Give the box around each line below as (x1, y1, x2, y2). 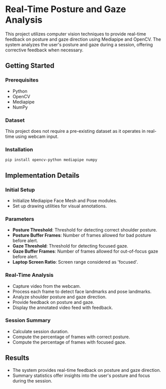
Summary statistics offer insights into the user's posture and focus (12, 372, 150, 378)
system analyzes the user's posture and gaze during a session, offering (5, 41, 153, 47)
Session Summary (5, 317, 51, 324)
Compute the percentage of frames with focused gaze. (12, 339, 126, 345)
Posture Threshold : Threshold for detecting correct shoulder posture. (12, 227, 157, 233)
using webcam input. (15, 133, 59, 139)
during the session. (12, 377, 53, 383)
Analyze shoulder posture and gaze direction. (12, 293, 107, 300)
